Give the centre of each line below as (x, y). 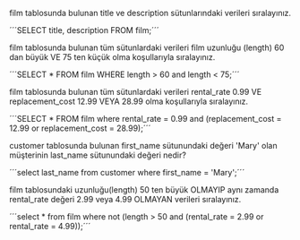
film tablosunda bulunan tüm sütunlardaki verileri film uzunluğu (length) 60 (147, 47)
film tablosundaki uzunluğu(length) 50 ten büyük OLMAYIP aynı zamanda (144, 190)
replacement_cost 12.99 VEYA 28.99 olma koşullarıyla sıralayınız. (129, 101)
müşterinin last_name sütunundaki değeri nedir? (98, 155)
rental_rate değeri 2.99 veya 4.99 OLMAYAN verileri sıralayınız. (125, 199)
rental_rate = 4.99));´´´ (50, 226)
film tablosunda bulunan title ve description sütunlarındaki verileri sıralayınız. (150, 13)
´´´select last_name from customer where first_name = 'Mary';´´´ (127, 172)
